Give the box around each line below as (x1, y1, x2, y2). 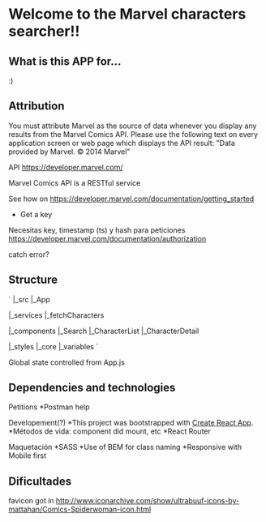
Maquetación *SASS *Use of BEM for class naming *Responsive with (8, 443, 242, 452)
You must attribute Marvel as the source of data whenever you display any (8, 121, 257, 130)
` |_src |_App (8, 294, 50, 304)
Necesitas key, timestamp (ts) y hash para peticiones (8, 225, 186, 235)
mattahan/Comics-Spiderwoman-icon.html (8, 504, 152, 515)
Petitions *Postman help (8, 402, 90, 412)
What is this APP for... (8, 54, 122, 68)
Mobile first (8, 451, 47, 460)
